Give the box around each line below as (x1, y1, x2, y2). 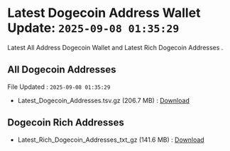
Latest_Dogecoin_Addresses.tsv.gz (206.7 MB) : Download (17, 96, 190, 104)
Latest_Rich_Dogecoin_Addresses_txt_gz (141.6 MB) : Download (17, 135, 204, 144)
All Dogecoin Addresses (7, 64, 116, 75)
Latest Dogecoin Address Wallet (7, 5, 201, 21)
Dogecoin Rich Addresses (7, 116, 124, 128)
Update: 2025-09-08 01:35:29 (7, 20, 180, 36)
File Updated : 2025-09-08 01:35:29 (7, 83, 111, 91)
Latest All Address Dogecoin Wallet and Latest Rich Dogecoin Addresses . (7, 43, 224, 52)
